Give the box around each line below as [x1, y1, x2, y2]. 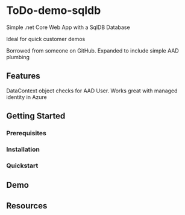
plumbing [6, 53, 30, 60]
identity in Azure [6, 93, 47, 100]
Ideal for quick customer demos [6, 35, 86, 42]
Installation [6, 145, 40, 153]
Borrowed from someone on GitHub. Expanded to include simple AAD [6, 47, 179, 54]
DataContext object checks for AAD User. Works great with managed [6, 87, 178, 94]
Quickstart [6, 161, 39, 170]
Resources [6, 201, 48, 211]
